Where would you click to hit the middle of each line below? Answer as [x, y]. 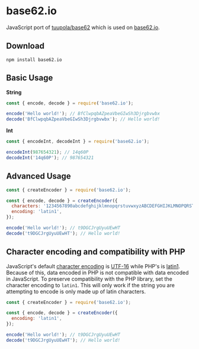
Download [25, 46]
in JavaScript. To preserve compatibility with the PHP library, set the [89, 279]
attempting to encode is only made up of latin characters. [76, 291]
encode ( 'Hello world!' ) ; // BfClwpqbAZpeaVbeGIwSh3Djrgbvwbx [83, 114]
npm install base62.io [34, 60]
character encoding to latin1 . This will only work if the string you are [90, 285]
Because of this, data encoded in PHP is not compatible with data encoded [97, 272]
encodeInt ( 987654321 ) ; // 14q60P [47, 153]
